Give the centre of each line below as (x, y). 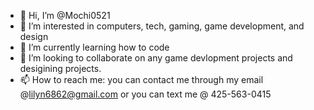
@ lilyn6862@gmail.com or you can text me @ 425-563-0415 (145, 94)
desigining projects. (60, 68)
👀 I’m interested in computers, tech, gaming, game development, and (162, 26)
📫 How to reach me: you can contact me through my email (141, 79)
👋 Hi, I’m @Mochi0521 (65, 15)
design (34, 36)
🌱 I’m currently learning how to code (94, 47)
